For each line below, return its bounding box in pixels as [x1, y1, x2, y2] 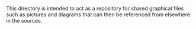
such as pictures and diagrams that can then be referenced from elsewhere [6, 11, 191, 18]
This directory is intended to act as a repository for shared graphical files [6, 5, 184, 12]
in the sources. [6, 17, 43, 24]
